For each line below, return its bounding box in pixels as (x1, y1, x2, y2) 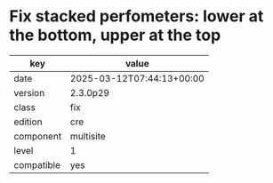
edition (13, 115, 43, 128)
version (13, 86, 45, 99)
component (13, 130, 62, 142)
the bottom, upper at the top (9, 25, 221, 45)
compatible (13, 158, 60, 171)
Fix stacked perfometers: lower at (9, 6, 264, 27)
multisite (69, 130, 107, 142)
